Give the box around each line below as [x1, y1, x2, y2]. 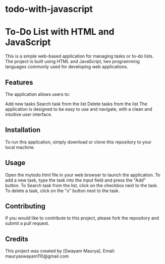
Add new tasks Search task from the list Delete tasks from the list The [5, 101, 148, 107]
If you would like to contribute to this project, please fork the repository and [5, 215, 160, 221]
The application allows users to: [5, 91, 70, 97]
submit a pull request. [5, 220, 50, 226]
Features [5, 78, 33, 86]
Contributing [5, 202, 46, 210]
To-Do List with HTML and [5, 26, 115, 38]
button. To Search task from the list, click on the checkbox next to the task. [5, 182, 159, 188]
